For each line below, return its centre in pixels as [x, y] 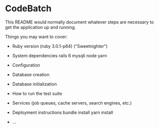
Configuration [26, 65]
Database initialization [35, 84]
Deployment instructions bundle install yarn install [63, 112]
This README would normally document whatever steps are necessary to [79, 22]
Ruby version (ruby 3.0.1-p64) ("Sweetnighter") [60, 46]
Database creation [31, 74]
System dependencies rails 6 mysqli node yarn [59, 55]
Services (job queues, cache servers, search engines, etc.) [72, 103]
